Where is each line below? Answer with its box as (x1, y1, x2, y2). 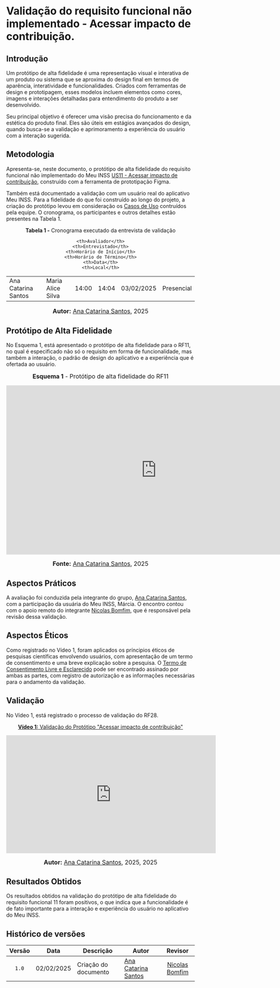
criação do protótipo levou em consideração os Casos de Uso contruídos (6, 202, 187, 209)
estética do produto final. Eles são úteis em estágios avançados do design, (6, 119, 191, 126)
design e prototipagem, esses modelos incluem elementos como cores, (6, 89, 182, 95)
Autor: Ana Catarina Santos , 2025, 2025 (44, 858, 157, 866)
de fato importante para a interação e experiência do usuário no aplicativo (6, 905, 189, 912)
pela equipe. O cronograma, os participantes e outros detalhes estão (6, 209, 176, 216)
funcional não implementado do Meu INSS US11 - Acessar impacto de (6, 171, 178, 179)
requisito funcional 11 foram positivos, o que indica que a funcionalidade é (6, 899, 188, 906)
